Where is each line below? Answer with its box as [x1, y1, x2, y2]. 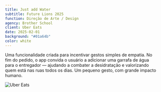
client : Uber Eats [5, 25, 42, 30]
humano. [5, 72, 23, 78]
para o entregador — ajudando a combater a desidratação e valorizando [5, 62, 149, 68]
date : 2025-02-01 [5, 30, 40, 34]
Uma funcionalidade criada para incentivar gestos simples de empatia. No [5, 52, 152, 58]
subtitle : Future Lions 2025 [5, 12, 64, 16]
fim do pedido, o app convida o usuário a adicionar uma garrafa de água [5, 57, 149, 63]
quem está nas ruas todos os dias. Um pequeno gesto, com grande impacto [5, 67, 156, 73]
